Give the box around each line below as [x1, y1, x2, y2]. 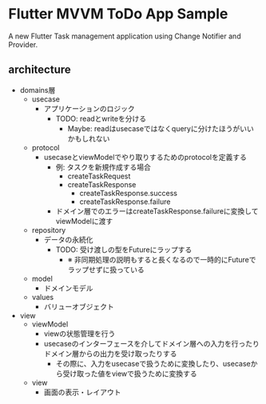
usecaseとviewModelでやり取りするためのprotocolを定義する [43, 152, 248, 162]
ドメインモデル [43, 283, 93, 293]
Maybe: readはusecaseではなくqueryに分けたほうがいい [67, 123, 254, 133]
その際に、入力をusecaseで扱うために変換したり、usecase [55, 358, 251, 368]
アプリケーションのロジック [43, 103, 136, 113]
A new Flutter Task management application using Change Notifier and [8, 31, 241, 41]
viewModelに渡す [55, 216, 113, 226]
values [31, 292, 54, 302]
